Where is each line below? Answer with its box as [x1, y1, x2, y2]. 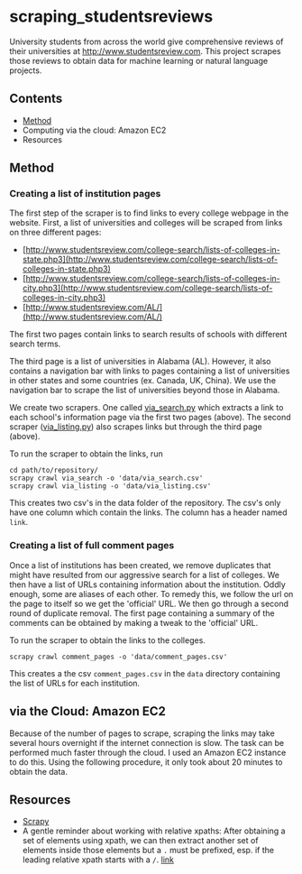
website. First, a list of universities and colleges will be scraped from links [9, 217, 283, 228]
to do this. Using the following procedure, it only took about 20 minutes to [9, 756, 283, 768]
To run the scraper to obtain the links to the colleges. [9, 634, 206, 646]
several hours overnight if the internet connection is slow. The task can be [9, 737, 285, 748]
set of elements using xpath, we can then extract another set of [22, 835, 259, 846]
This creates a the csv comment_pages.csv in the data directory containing [9, 667, 281, 678]
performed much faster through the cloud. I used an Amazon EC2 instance [9, 747, 287, 758]
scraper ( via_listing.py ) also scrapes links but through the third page [9, 421, 263, 432]
